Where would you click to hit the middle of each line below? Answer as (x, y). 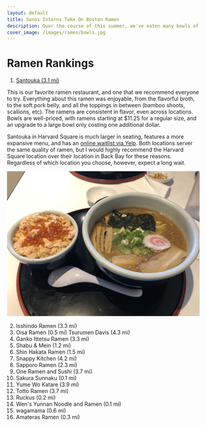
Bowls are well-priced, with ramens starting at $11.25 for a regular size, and (102, 118)
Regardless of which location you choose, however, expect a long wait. (96, 163)
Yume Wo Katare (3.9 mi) (47, 385)
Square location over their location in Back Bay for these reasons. (89, 156)
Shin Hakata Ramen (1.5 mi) (50, 352)
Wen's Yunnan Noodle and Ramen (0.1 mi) (68, 404)
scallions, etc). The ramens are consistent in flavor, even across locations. (100, 112)
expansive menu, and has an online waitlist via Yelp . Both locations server (100, 143)
